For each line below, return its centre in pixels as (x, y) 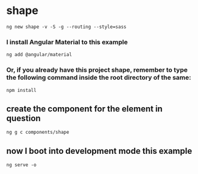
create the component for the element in (84, 109)
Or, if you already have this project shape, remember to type (97, 70)
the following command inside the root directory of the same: (99, 78)
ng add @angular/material (39, 55)
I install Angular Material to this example (67, 42)
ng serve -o (21, 165)
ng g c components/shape (38, 132)
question (23, 118)
